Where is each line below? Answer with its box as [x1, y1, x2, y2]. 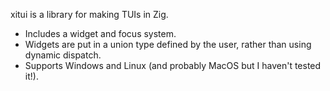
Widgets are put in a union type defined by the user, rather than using [24, 39, 312, 50]
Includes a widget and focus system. [24, 28, 177, 39]
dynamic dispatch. [24, 49, 102, 61]
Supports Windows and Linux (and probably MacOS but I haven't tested [24, 60, 322, 71]
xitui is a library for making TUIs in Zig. [10, 9, 169, 20]
